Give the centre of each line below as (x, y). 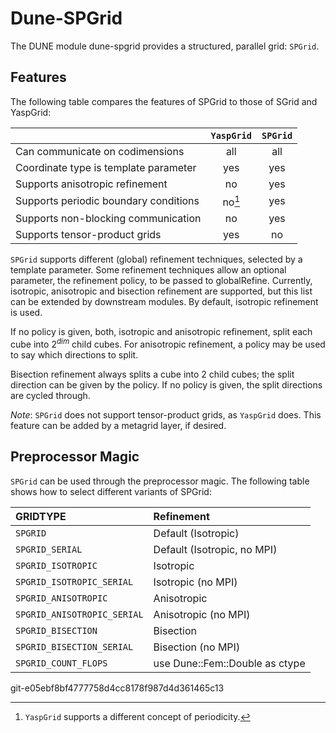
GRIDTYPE (41, 516)
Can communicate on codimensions (100, 151)
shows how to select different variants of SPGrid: (111, 491)
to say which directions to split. (74, 354)
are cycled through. (50, 395)
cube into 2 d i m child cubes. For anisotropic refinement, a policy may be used (168, 343)
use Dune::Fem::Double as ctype (229, 663)
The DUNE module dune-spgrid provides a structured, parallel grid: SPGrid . (165, 46)
